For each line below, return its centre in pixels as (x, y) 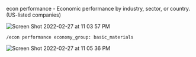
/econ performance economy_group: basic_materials (70, 37)
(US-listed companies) (33, 15)
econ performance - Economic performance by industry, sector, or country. (98, 9)
